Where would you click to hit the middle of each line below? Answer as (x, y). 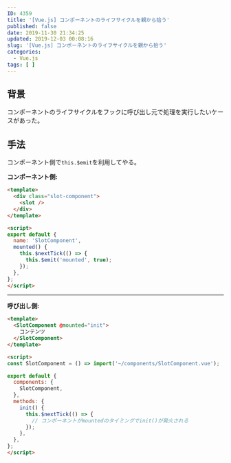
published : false (32, 26)
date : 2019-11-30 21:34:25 (46, 33)
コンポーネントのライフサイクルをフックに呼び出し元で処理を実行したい (109, 112)
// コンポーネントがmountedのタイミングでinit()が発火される (110, 420)
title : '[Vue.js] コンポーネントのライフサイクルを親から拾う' (88, 20)
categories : (24, 52)
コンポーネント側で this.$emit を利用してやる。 (74, 162)
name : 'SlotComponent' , (47, 241)
